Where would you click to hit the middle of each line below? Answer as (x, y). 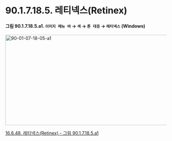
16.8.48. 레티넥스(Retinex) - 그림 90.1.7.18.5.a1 (52, 133)
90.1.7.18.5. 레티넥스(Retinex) (66, 11)
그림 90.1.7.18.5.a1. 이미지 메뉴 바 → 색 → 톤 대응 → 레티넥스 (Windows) (75, 26)
